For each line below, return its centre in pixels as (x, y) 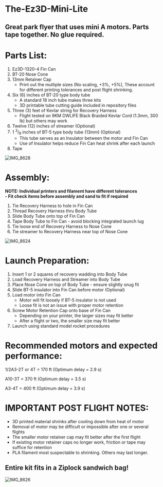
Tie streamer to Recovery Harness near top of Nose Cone (70, 231)
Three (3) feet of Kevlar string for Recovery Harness (64, 110)
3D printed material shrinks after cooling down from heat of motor (78, 421)
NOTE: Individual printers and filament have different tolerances (71, 191)
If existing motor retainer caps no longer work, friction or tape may (79, 442)
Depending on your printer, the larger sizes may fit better (76, 316)
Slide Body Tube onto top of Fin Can (48, 216)
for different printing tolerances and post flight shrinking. (76, 90)
